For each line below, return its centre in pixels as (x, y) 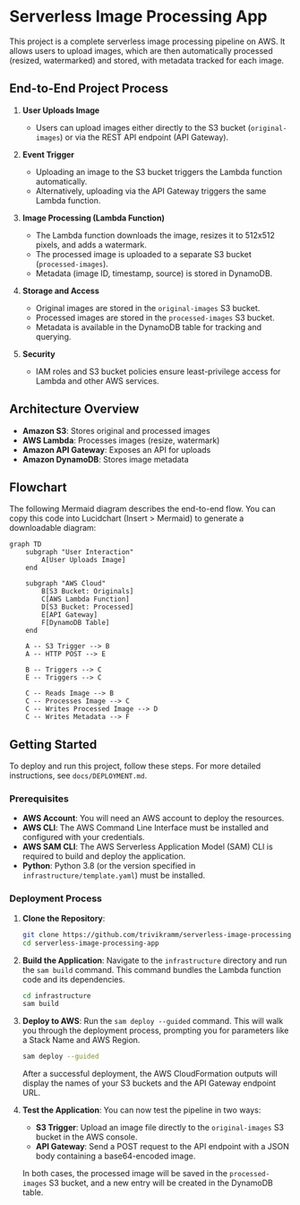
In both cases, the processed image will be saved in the (125, 1174)
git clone (41, 934)
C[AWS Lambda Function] (86, 599)
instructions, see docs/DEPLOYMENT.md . (78, 776)
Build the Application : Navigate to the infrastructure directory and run (154, 960)
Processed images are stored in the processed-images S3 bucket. (155, 317)
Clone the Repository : (64, 918)
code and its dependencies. (73, 979)
